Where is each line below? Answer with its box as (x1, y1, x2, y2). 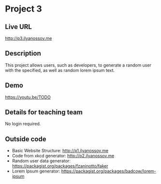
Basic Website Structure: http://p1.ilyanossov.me (12, 148, 109, 154)
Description (5, 49, 41, 57)
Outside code (5, 135, 46, 143)
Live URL (5, 23, 32, 31)
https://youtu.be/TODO (5, 94, 51, 100)
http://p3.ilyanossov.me (5, 35, 52, 41)
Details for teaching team (5, 108, 83, 116)
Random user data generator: (12, 158, 71, 164)
